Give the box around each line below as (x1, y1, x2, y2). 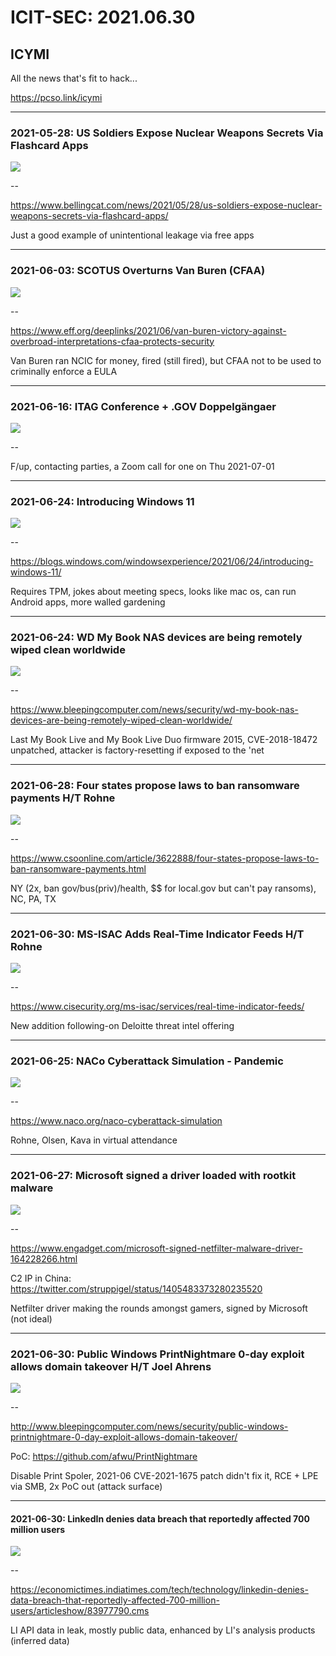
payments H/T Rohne (10, 791, 116, 805)
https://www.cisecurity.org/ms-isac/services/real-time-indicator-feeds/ (10, 1001, 305, 1013)
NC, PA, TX (10, 892, 57, 905)
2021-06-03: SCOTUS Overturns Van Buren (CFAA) (10, 264, 266, 278)
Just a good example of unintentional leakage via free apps (10, 229, 255, 241)
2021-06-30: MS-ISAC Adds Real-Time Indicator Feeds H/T (10, 927, 305, 941)
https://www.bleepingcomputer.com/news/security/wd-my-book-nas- (10, 704, 299, 716)
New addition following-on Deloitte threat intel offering (10, 1020, 235, 1032)
